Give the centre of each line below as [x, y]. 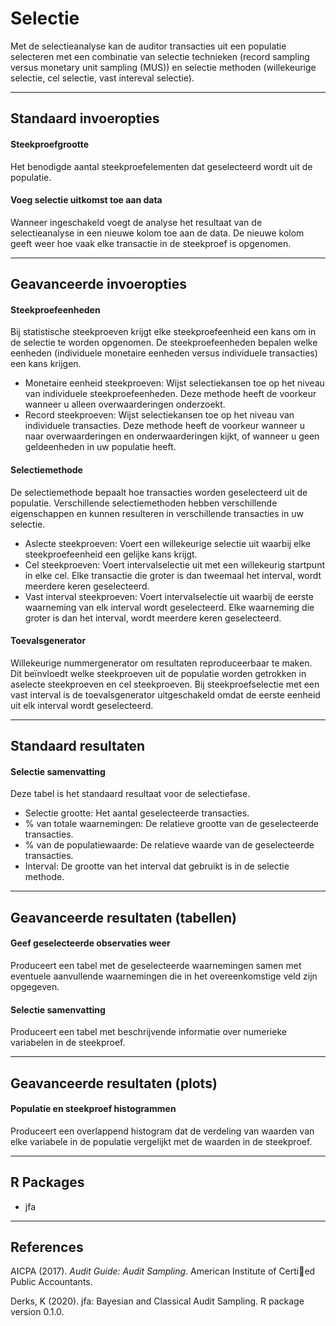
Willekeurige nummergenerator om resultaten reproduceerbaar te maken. [161, 663]
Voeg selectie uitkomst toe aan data [86, 200]
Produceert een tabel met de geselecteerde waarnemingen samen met [156, 965]
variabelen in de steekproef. [68, 1043]
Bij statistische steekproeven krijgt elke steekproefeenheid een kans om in [163, 332]
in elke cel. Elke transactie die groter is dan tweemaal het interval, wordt [173, 575]
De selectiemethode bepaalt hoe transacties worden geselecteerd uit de [159, 492]
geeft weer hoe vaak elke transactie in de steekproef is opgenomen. [151, 243]
